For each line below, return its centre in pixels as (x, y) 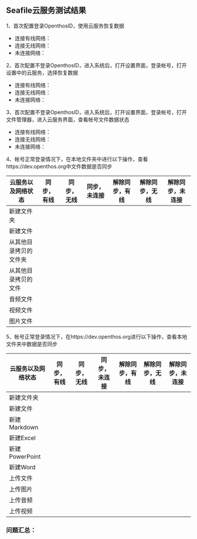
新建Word (23, 467)
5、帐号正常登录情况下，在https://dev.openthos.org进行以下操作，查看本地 (97, 336)
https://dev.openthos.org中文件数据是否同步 (59, 166)
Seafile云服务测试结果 (46, 11)
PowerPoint (25, 456)
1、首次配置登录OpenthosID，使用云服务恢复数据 (65, 26)
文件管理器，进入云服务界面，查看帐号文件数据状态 (68, 120)
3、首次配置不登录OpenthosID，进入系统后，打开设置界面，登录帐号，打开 (96, 112)
